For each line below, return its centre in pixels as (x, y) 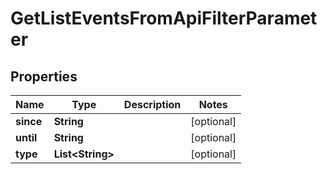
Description (152, 104)
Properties (44, 76)
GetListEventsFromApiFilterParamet (164, 18)
